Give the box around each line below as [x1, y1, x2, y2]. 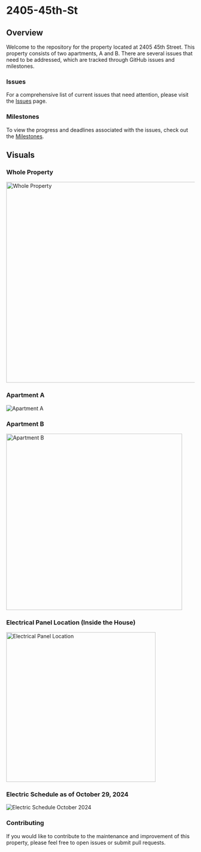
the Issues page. [6, 97, 47, 105]
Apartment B [6, 420, 44, 428]
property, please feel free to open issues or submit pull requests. [6, 839, 166, 846]
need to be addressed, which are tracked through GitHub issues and [6, 56, 175, 63]
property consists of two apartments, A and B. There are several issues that [6, 50, 193, 57]
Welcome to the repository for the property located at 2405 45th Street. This [6, 43, 195, 50]
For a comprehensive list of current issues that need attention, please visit [6, 91, 189, 98]
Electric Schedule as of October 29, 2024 [6, 790, 129, 799]
